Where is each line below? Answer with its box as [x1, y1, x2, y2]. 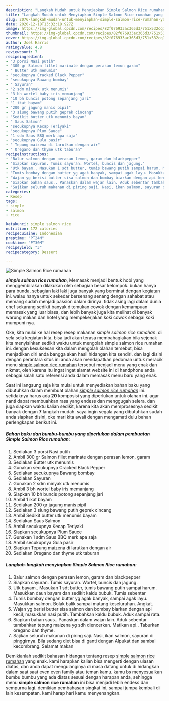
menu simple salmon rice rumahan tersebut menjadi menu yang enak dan [6, 362, 157, 368]
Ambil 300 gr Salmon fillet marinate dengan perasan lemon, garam [13, 454, 151, 460]
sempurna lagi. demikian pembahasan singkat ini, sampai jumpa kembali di [6, 685, 160, 691]
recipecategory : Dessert [6, 249, 58, 255]
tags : [6, 199, 17, 204]
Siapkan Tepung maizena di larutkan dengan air [13, 545, 112, 551]
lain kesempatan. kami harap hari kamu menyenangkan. [6, 690, 121, 696]
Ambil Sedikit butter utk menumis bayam [13, 512, 97, 519]
